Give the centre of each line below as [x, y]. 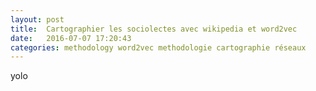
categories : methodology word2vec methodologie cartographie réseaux [158, 47]
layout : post [37, 19]
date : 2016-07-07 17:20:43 [71, 38]
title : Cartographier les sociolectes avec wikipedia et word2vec [154, 29]
